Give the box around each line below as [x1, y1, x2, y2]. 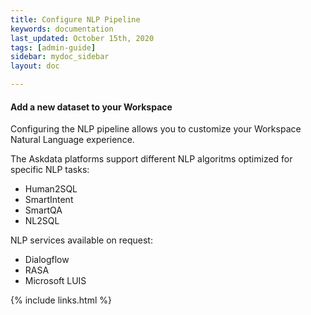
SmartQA [24, 204, 63, 216]
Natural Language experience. [10, 134, 135, 146]
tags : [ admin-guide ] [10, 42, 97, 53]
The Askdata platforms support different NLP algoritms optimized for [10, 153, 293, 165]
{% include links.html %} [10, 294, 112, 306]
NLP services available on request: [10, 234, 153, 246]
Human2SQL [24, 183, 78, 195]
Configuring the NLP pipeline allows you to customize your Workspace [10, 123, 302, 135]
